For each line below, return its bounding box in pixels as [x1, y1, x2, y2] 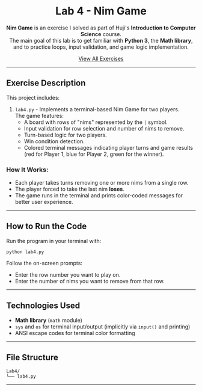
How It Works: [6, 165, 49, 174]
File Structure [6, 353, 58, 363]
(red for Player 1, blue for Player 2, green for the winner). [23, 150, 164, 158]
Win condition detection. [23, 137, 85, 145]
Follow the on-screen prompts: [6, 259, 83, 266]
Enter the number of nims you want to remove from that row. [14, 277, 165, 285]
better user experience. [14, 199, 73, 206]
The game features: [14, 112, 64, 119]
